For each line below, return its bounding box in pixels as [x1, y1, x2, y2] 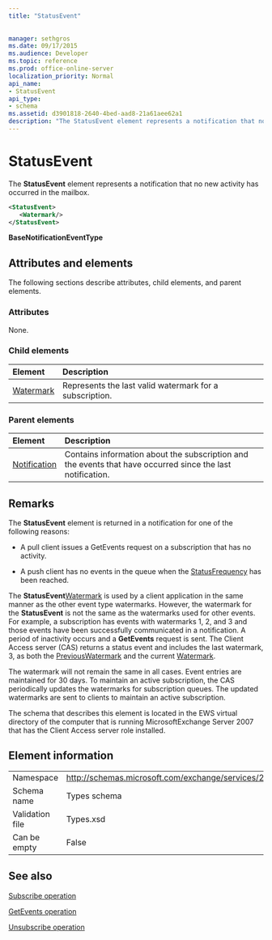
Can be [12, 832, 40, 843]
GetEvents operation [8, 906, 77, 916]
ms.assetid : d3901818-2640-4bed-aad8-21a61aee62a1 [8, 110, 183, 118]
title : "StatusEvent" [8, 11, 82, 20]
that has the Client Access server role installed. [8, 725, 166, 735]
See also [8, 870, 53, 883]
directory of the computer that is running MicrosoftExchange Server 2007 [8, 717, 254, 726]
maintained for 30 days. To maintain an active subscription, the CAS [8, 675, 235, 685]
